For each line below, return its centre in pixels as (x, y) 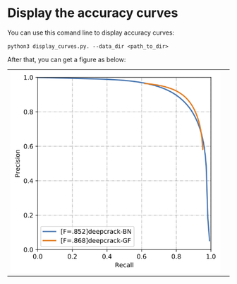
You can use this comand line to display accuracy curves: (91, 32)
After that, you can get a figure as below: (67, 59)
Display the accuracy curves (93, 13)
